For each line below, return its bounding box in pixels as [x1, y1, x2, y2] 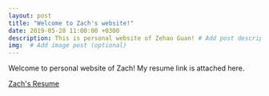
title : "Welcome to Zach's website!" [8, 19, 134, 27]
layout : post [8, 11, 52, 20]
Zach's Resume [8, 79, 60, 89]
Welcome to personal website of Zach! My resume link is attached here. [8, 63, 245, 73]
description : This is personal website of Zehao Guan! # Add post [8, 34, 235, 42]
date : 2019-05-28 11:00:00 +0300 [8, 26, 120, 34]
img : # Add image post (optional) [8, 42, 127, 50]
